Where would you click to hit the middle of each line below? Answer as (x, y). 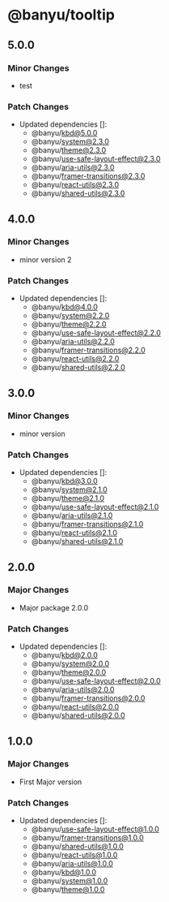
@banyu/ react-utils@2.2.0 (75, 359)
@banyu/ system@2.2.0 (70, 316)
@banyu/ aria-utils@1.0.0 (72, 864)
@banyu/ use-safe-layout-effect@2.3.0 (96, 159)
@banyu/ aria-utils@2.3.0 (73, 167)
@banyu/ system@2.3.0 (70, 142)
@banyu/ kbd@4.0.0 (65, 307)
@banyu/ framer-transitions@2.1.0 (87, 524)
